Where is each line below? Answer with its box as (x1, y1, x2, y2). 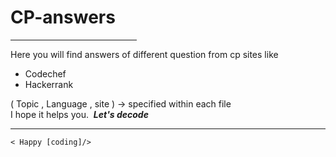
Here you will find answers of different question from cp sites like (10, 48, 279, 60)
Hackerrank (24, 78, 74, 90)
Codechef (24, 67, 67, 80)
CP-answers (10, 6, 116, 29)
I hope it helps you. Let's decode (10, 108, 149, 120)
